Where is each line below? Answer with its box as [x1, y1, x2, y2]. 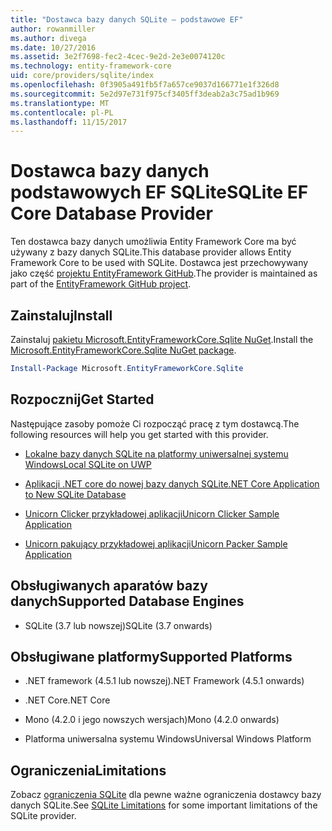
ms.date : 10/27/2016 [10, 42, 97, 53]
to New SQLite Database [24, 488, 127, 500]
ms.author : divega [10, 33, 87, 43]
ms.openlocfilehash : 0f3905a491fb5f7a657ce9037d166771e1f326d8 [10, 80, 280, 90]
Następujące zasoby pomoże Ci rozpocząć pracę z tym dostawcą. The [10, 417, 300, 430]
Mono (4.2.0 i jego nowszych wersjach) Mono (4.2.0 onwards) [24, 714, 280, 726]
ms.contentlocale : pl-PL [10, 107, 114, 118]
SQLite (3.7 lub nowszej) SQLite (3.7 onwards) [24, 619, 213, 631]
